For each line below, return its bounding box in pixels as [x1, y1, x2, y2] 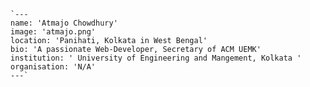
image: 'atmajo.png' [10, 27, 97, 37]
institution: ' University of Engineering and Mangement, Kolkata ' [10, 53, 302, 63]
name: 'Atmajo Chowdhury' [10, 18, 118, 28]
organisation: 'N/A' [10, 62, 97, 72]
